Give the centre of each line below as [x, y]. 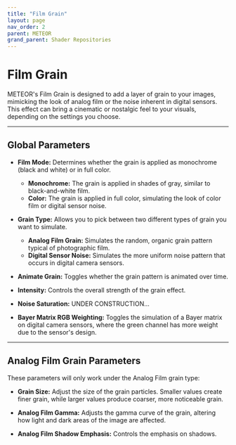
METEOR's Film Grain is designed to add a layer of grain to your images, [112, 94]
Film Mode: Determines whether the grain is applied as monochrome [117, 162]
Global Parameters [49, 145]
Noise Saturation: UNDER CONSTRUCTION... [83, 304]
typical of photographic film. [69, 247]
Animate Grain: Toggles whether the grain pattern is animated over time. [123, 276]
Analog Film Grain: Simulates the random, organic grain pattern [120, 240]
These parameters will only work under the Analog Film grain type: [104, 378]
